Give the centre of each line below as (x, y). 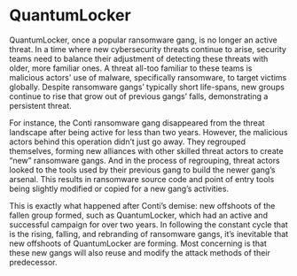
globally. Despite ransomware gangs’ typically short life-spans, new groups (147, 87)
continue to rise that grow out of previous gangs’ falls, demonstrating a (139, 96)
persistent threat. (41, 105)
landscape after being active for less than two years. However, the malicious (148, 132)
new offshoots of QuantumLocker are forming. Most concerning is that (138, 243)
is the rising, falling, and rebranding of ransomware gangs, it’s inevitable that (149, 234)
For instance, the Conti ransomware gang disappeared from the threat (137, 123)
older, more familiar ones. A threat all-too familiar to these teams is (131, 68)
